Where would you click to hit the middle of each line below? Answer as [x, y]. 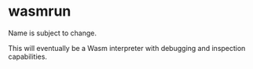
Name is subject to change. [52, 33]
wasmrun [40, 11]
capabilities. [27, 56]
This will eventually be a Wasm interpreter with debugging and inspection [127, 48]
